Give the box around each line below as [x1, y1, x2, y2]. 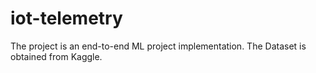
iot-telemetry [10, 7, 123, 30]
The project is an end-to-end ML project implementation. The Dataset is [10, 40, 307, 52]
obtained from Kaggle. [10, 50, 103, 62]
